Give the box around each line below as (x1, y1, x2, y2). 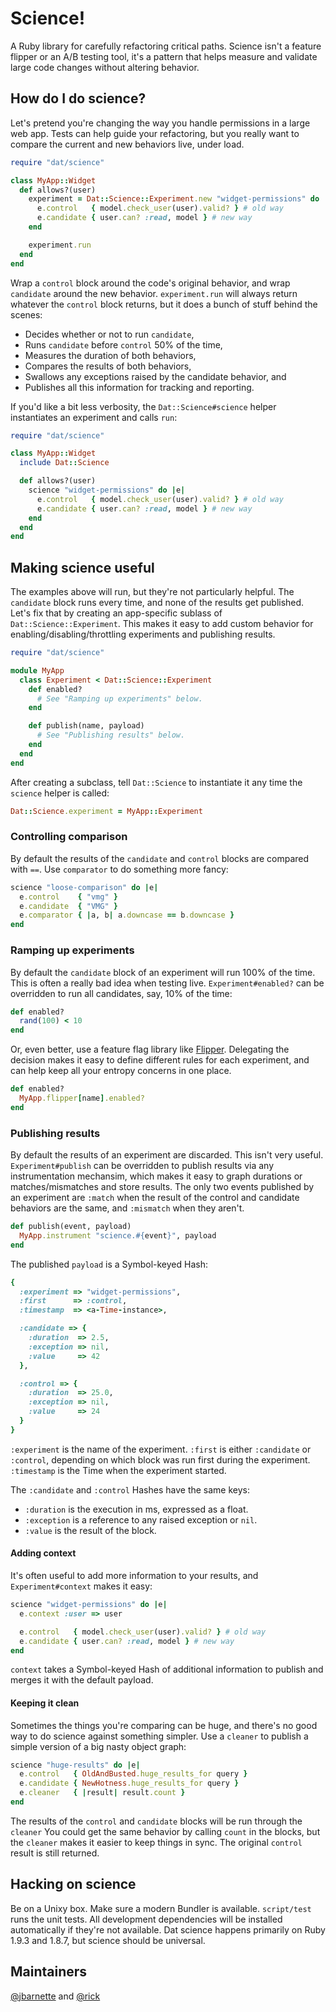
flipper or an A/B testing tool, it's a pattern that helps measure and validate (10, 50, 318, 62)
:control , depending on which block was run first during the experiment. (10, 1453, 311, 1466)
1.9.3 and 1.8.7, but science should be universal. (10, 1934, 206, 1946)
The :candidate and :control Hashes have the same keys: (10, 1483, 251, 1496)
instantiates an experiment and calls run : (10, 411, 178, 423)
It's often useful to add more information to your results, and (10, 1570, 259, 1582)
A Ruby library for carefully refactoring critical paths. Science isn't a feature (10, 40, 322, 52)
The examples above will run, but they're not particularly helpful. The (10, 586, 295, 598)
